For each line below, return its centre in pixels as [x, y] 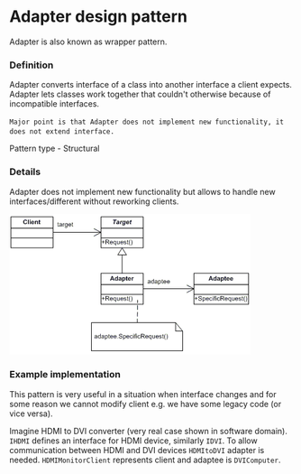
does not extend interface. [62, 132]
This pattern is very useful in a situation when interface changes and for [143, 394]
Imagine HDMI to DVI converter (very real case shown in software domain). [149, 431]
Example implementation [65, 375]
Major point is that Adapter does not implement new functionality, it [146, 122]
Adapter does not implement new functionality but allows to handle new [143, 191]
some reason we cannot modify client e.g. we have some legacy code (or [146, 404]
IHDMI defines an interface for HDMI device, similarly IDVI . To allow [134, 441]
